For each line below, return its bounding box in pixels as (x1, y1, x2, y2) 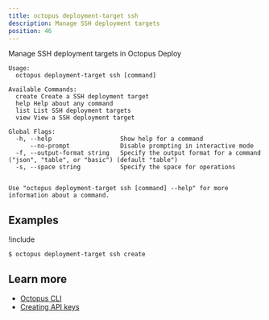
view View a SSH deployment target (15, 114, 135, 122)
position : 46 (8, 27, 52, 35)
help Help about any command (15, 100, 114, 108)
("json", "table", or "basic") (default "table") (8, 156, 179, 164)
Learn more (8, 272, 68, 286)
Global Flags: (8, 128, 56, 136)
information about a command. (8, 191, 110, 200)
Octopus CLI (19, 293, 62, 303)
